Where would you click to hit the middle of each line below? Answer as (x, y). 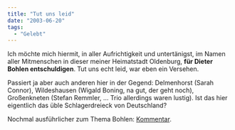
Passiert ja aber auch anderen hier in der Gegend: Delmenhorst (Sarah (111, 83)
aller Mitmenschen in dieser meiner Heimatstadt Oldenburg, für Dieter (110, 62)
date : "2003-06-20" (36, 21)
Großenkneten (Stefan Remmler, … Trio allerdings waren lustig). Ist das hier (117, 98)
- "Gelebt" (30, 34)
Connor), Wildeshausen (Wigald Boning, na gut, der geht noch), (101, 90)
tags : (15, 27)
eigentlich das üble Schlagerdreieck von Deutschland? (87, 105)
